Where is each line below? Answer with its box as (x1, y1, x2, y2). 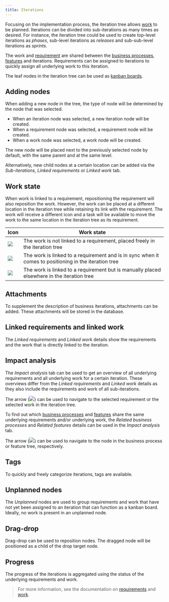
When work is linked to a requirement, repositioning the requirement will (5, 195, 154, 202)
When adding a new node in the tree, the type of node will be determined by (5, 101, 163, 107)
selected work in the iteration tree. (5, 402, 76, 408)
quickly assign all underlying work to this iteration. (5, 63, 109, 69)
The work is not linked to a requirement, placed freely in (23, 237, 155, 244)
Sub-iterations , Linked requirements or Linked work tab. (5, 167, 121, 174)
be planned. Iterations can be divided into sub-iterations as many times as (5, 26, 159, 33)
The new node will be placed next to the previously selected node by (5, 147, 148, 153)
